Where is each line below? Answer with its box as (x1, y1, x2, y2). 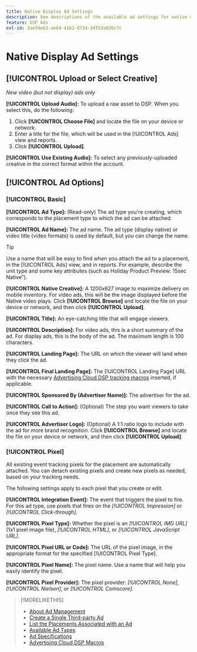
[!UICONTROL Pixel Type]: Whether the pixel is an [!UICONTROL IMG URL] (6, 520, 188, 527)
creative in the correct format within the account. (6, 161, 124, 168)
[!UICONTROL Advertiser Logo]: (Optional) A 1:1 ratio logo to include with (6, 420, 184, 427)
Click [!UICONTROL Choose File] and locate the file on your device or (14, 118, 184, 125)
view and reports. (14, 137, 57, 144)
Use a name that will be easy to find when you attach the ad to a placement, (6, 254, 189, 262)
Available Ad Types (29, 627, 76, 634)
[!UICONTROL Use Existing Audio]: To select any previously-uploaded (6, 154, 178, 161)
